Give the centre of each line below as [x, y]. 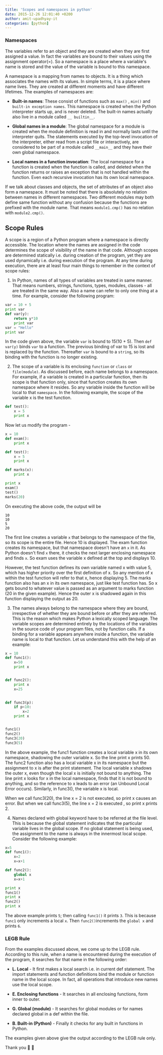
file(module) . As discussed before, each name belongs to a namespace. [85, 372]
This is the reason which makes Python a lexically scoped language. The [85, 618]
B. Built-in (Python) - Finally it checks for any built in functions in [77, 1023]
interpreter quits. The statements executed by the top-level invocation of [85, 136]
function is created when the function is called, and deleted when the [81, 167]
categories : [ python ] [27, 23]
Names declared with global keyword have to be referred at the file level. [85, 818]
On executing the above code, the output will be [53, 506]
